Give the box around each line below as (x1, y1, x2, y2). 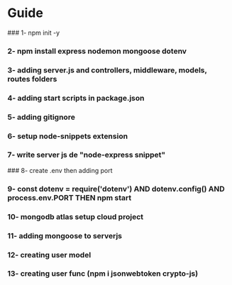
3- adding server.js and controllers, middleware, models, (7, 65, 207, 75)
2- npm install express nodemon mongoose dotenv (7, 46, 187, 56)
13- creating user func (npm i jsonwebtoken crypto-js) (7, 269, 199, 279)
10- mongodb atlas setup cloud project (7, 211, 144, 221)
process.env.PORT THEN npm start (7, 193, 132, 203)
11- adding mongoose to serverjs (7, 230, 123, 240)
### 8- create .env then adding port (7, 166, 113, 174)
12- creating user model (7, 250, 92, 259)
